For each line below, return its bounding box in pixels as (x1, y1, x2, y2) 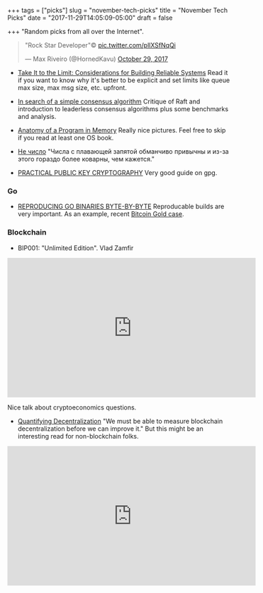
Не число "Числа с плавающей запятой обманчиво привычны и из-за (17, 147, 229, 155)
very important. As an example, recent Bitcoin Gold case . (17, 210, 184, 218)
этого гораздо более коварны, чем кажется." (17, 155, 155, 163)
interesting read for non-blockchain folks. (17, 431, 140, 440)
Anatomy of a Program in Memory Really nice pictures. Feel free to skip (17, 126, 226, 134)
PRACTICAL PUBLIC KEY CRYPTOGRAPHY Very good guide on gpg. (17, 169, 218, 176)
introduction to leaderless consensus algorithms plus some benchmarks (17, 105, 229, 113)
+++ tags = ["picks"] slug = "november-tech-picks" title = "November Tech (7, 6, 228, 14)
